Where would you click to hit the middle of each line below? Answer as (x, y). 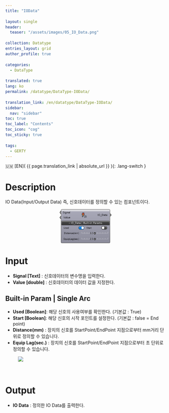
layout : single (21, 21)
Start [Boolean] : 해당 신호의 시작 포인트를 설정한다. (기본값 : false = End (86, 318)
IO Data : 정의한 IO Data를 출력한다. (49, 405)
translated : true (24, 81)
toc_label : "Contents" (29, 124)
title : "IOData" (22, 11)
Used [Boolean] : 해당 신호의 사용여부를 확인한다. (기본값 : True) (77, 311)
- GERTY (18, 151)
